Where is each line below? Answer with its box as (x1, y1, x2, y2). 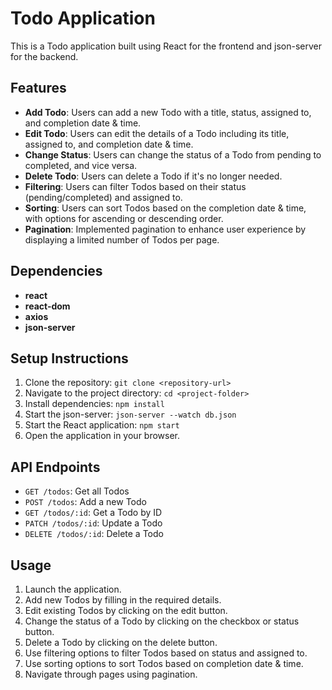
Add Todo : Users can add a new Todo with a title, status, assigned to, (24, 106, 312, 118)
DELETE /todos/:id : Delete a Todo (24, 528, 164, 540)
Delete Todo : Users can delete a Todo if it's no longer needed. (24, 170, 283, 182)
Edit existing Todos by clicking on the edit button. (24, 605, 228, 616)
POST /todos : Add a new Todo (24, 496, 147, 508)
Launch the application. (24, 583, 122, 595)
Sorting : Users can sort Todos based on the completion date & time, (24, 202, 307, 214)
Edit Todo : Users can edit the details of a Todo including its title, (24, 127, 290, 139)
